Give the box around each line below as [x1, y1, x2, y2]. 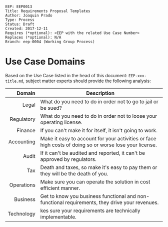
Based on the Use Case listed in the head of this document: [5, 72, 127, 78]
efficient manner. [40, 184, 80, 191]
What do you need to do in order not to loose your [40, 112, 157, 119]
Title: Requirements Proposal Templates [5, 9, 91, 14]
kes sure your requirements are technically [40, 207, 140, 214]
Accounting [8, 138, 36, 145]
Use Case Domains [5, 56, 85, 67]
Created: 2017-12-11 [5, 26, 48, 31]
